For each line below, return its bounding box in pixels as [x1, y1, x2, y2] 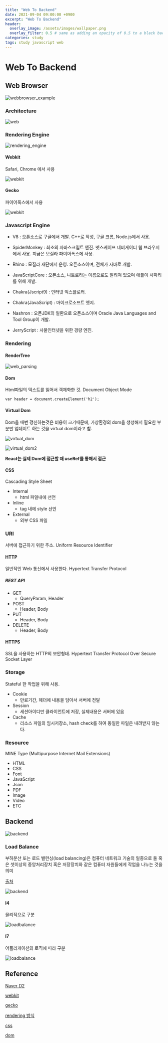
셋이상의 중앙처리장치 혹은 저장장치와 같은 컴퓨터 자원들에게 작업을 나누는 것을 [10, 861, 163, 867]
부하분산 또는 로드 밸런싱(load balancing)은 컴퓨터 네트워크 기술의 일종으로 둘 [5, 855, 157, 861]
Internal [12, 488, 28, 494]
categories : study [5, 36, 43, 41]
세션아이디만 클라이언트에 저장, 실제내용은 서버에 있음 [19, 708, 124, 715]
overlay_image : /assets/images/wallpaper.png [9, 26, 106, 31]
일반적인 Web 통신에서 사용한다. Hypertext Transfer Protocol [5, 566, 126, 572]
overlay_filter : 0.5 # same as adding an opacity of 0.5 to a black [9, 31, 155, 36]
